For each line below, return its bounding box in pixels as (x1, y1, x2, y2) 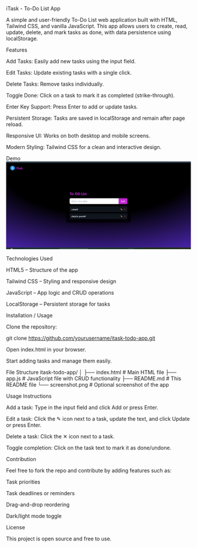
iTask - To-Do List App (6, 5, 60, 12)
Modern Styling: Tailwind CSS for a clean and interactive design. (6, 144, 162, 150)
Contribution (6, 455, 36, 462)
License (6, 523, 25, 530)
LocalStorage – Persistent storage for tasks (6, 300, 110, 307)
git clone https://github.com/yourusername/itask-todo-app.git (6, 334, 155, 341)
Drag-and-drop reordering (6, 501, 70, 508)
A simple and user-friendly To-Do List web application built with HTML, (6, 16, 178, 23)
